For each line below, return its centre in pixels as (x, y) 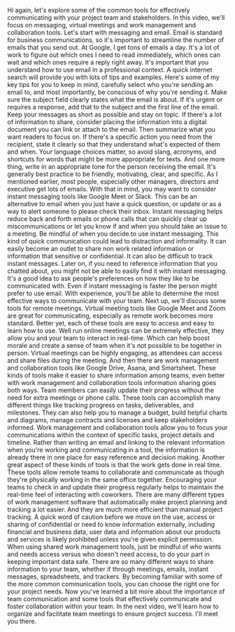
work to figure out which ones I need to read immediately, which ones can (114, 55)
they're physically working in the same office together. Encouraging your (112, 479)
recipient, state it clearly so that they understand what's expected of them (114, 144)
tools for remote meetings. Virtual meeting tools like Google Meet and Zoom (116, 308)
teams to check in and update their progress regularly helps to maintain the (115, 487)
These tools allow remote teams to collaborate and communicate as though (116, 472)
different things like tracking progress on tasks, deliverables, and (101, 405)
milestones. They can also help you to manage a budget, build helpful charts (117, 412)
